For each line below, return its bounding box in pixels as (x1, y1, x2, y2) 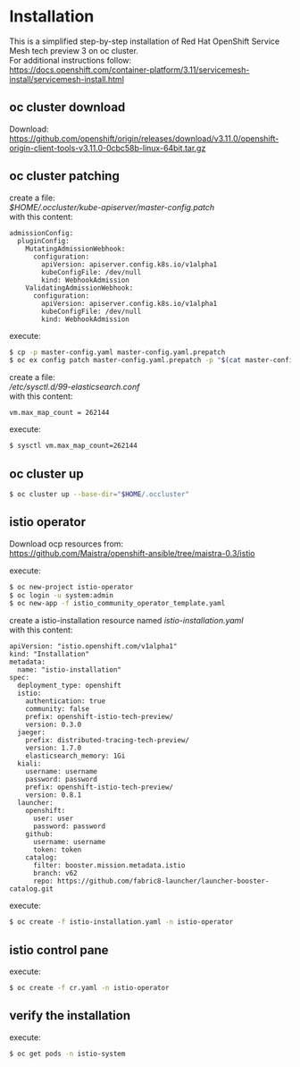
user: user (32, 814, 74, 824)
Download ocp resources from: (9, 538, 123, 549)
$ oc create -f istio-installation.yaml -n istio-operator (9, 918, 234, 927)
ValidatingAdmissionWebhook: (25, 284, 134, 292)
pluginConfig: (17, 236, 70, 245)
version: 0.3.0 (25, 720, 82, 730)
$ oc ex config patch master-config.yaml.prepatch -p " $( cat (9, 356, 242, 365)
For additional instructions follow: (9, 55, 132, 65)
